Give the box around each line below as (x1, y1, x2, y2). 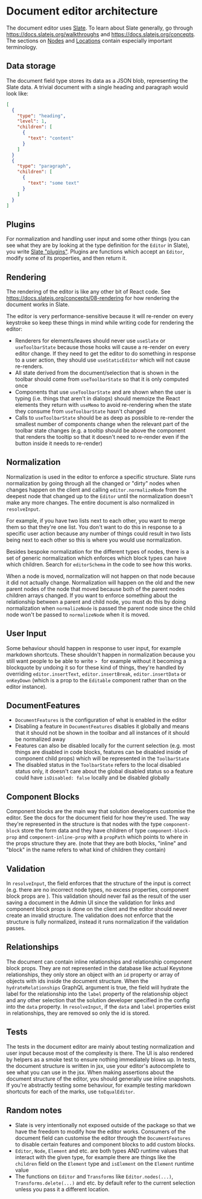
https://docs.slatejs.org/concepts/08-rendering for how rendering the (6, 295, 180, 301)
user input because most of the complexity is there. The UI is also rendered (6, 1049, 194, 1057)
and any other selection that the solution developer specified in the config (6, 996, 190, 1003)
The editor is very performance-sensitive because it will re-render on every (6, 313, 194, 319)
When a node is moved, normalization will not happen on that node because (6, 572, 195, 580)
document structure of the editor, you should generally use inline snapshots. (6, 1075, 196, 1082)
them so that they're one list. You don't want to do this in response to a (6, 523, 182, 531)
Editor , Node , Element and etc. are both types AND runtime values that (14, 1147, 189, 1154)
